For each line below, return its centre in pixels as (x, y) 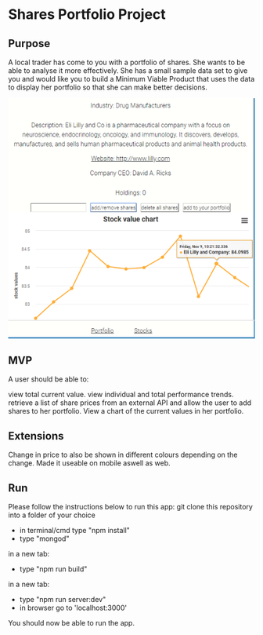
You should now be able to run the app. (72, 623)
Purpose (29, 44)
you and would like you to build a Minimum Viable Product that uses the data (131, 79)
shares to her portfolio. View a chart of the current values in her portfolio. (126, 411)
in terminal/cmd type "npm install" (75, 531)
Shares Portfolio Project (87, 15)
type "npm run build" (53, 569)
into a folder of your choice (52, 515)
